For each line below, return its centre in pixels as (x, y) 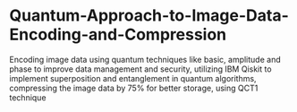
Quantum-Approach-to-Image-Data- (149, 16)
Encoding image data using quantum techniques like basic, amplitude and (145, 59)
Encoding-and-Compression (118, 34)
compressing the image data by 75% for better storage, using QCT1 (134, 88)
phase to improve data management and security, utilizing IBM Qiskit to (140, 69)
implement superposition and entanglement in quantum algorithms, (133, 78)
